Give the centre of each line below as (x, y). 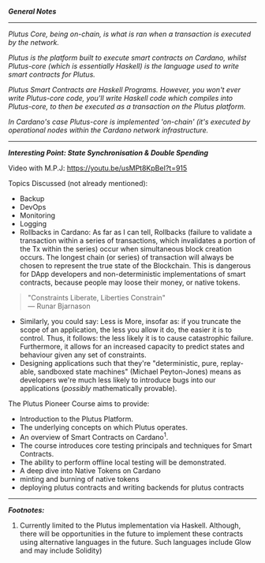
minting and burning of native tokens (79, 479)
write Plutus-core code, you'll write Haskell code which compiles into (121, 98)
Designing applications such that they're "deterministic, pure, (119, 363)
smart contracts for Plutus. (52, 75)
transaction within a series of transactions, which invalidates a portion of (138, 240)
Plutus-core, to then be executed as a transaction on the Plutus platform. (127, 106)
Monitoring (37, 215)
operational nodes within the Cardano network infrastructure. (108, 130)
